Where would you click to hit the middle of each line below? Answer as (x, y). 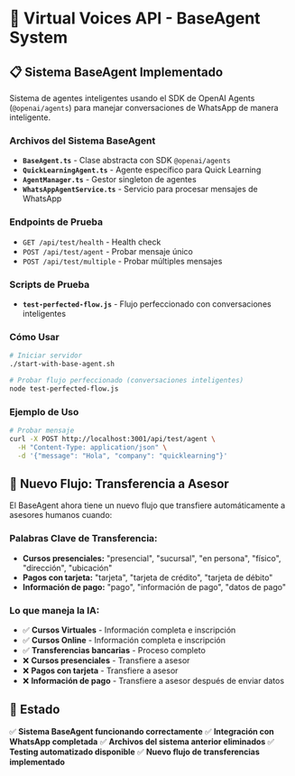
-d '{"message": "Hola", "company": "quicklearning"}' (123, 456)
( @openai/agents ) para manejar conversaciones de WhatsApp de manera (144, 108)
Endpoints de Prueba (56, 222)
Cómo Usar (35, 337)
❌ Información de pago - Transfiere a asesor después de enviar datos (153, 680)
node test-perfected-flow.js (64, 388)
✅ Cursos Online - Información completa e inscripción (124, 640)
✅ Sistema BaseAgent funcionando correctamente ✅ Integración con (142, 731)
